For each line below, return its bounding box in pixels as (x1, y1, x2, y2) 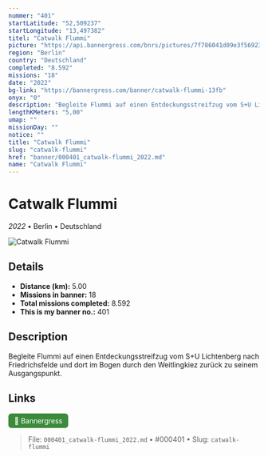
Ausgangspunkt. (8, 368, 62, 378)
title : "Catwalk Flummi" (8, 138, 91, 146)
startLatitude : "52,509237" (8, 19, 102, 27)
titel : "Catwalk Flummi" (8, 34, 91, 42)
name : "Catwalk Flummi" (8, 161, 88, 169)
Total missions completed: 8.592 (19, 298, 131, 308)
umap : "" (8, 116, 37, 124)
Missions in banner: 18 (19, 290, 97, 299)
